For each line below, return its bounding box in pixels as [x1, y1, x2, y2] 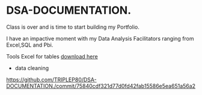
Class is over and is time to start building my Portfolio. [6, 23, 139, 30]
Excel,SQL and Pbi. [6, 41, 54, 48]
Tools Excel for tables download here [6, 53, 98, 60]
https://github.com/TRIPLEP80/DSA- [6, 76, 97, 83]
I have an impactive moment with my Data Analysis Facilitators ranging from [6, 35, 194, 42]
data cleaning [14, 64, 49, 72]
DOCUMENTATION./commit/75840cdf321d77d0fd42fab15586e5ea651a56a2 [6, 82, 196, 90]
